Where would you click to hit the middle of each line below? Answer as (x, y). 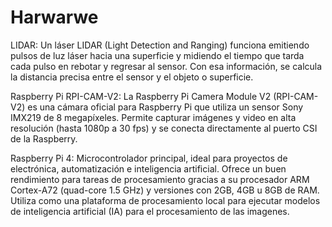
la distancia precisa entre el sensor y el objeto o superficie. (132, 77)
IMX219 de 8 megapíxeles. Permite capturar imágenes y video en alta (153, 117)
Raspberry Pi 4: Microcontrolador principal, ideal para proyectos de (149, 158)
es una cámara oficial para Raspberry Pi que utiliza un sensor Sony (165, 107)
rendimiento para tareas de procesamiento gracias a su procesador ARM (160, 179)
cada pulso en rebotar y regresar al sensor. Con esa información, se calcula (166, 66)
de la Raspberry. (44, 138)
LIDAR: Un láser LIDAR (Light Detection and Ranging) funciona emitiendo (160, 45)
